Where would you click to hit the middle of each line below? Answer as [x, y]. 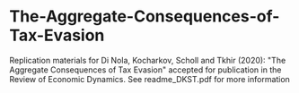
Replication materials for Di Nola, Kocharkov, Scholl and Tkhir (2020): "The [148, 60]
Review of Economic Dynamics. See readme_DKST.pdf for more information [149, 79]
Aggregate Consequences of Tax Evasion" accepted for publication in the [145, 70]
